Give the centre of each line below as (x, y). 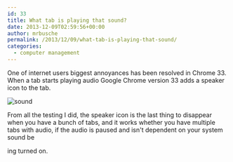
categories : (25, 46)
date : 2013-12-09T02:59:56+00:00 (56, 27)
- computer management (47, 53)
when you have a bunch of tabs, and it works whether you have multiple (111, 122)
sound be (21, 137)
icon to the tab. (29, 88)
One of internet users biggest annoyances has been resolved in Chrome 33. (117, 73)
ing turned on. (28, 151)
